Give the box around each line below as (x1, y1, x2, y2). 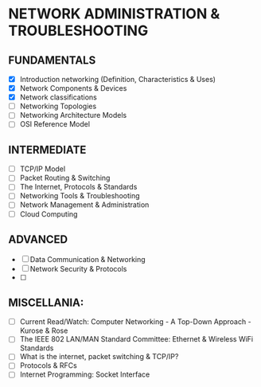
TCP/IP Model (19, 164, 66, 174)
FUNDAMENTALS (8, 53, 96, 67)
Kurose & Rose (19, 326, 68, 335)
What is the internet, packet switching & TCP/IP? (19, 352, 179, 362)
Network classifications (19, 92, 97, 102)
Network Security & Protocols (29, 264, 127, 274)
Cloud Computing (19, 209, 78, 219)
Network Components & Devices (19, 84, 127, 93)
